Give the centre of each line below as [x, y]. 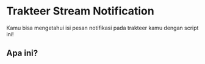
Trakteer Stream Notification [80, 11]
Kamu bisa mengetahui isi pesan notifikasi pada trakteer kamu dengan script [103, 28]
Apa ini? [22, 53]
